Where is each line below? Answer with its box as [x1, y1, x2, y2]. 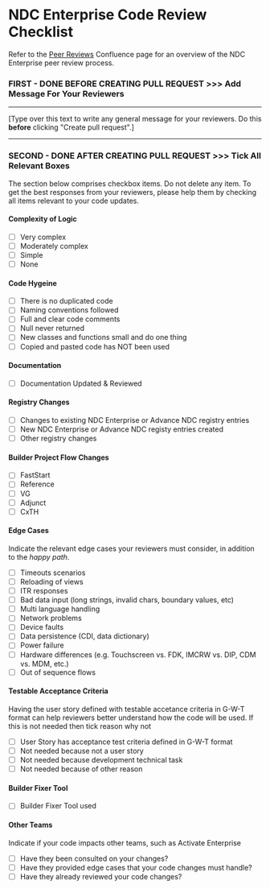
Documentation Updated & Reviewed [19, 378, 142, 388]
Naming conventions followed [19, 305, 119, 315]
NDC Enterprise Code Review [8, 6, 207, 24]
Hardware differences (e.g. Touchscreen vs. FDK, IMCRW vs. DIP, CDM [19, 650, 256, 660]
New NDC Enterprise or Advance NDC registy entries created [19, 424, 223, 434]
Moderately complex [19, 241, 88, 250]
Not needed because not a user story [19, 746, 145, 755]
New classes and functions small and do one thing [19, 333, 187, 342]
